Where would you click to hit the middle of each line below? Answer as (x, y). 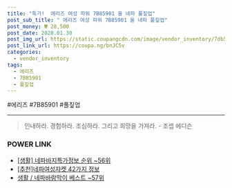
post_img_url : (28, 39)
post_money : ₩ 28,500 (38, 26)
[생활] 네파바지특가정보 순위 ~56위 (64, 160)
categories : (24, 53)
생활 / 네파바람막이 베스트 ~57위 (61, 178)
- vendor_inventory (41, 59)
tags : (15, 65)
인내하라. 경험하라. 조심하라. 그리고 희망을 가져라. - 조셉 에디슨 (108, 126)
